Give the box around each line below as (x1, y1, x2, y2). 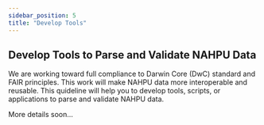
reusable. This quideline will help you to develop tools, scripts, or (8, 86, 221, 96)
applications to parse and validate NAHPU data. (8, 94, 165, 104)
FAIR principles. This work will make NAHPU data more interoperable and (8, 78, 248, 87)
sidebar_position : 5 (8, 11, 77, 20)
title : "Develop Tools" (8, 19, 87, 27)
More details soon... (8, 110, 74, 119)
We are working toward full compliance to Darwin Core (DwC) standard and (8, 69, 256, 79)
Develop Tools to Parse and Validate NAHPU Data (8, 48, 257, 62)
